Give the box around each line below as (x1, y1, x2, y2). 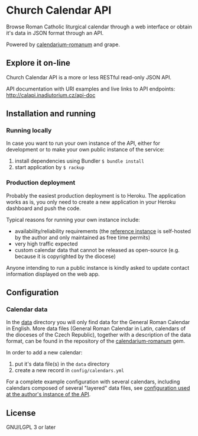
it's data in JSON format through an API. (6, 29, 104, 36)
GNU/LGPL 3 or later (6, 424, 56, 431)
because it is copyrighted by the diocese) (14, 253, 116, 260)
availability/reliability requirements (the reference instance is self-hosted (14, 227, 191, 234)
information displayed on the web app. (6, 270, 100, 277)
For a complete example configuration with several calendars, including (6, 378, 180, 385)
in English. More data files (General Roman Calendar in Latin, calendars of (6, 325, 186, 332)
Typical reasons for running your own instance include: (6, 216, 140, 223)
